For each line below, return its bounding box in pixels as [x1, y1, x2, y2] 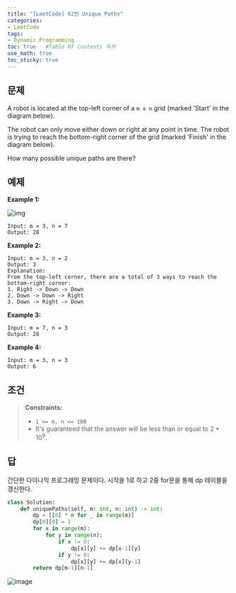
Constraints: [24, 403, 63, 412]
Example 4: [7, 343, 41, 351]
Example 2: [7, 242, 41, 250]
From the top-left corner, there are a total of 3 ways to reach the [7, 273, 218, 281]
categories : [7, 17, 43, 24]
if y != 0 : [57, 551, 91, 558]
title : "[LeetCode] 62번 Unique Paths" [7, 10, 124, 18]
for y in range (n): [45, 532, 103, 539]
